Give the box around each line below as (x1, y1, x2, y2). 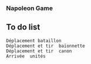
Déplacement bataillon (6, 38, 62, 43)
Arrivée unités (6, 53, 46, 59)
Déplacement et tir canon (6, 48, 72, 54)
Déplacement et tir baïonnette (6, 43, 85, 49)
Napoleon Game (6, 4, 53, 12)
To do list (6, 22, 41, 32)
